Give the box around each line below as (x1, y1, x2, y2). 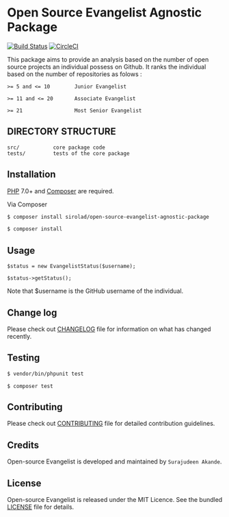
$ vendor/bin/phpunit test (7, 370, 84, 377)
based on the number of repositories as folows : (7, 70, 142, 78)
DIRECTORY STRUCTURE (7, 125, 116, 138)
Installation (7, 169, 56, 180)
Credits (7, 439, 40, 450)
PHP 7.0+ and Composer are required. (7, 187, 114, 195)
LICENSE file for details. (7, 503, 75, 512)
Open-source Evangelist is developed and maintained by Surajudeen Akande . (7, 457, 222, 466)
